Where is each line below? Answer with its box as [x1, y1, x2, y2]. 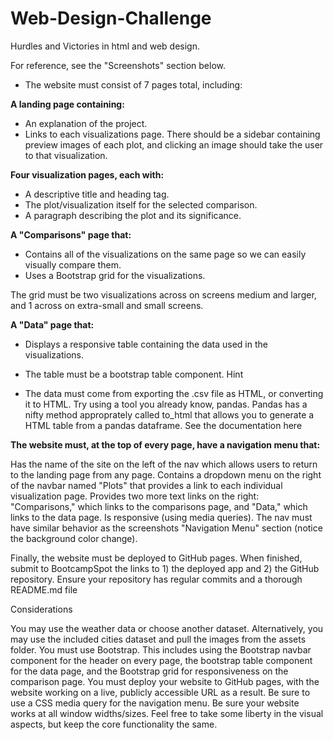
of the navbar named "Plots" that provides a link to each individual [10, 479, 283, 491]
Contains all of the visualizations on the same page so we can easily [24, 248, 307, 260]
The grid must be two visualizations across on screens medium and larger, [10, 288, 317, 301]
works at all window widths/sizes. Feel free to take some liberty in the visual [10, 707, 324, 719]
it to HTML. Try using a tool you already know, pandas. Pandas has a [24, 398, 308, 410]
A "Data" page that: [10, 318, 95, 331]
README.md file [10, 583, 78, 596]
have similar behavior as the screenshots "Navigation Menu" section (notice [10, 522, 323, 534]
